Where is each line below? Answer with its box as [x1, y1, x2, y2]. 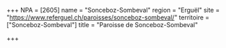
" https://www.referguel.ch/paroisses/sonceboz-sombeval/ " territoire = [6, 13, 210, 22]
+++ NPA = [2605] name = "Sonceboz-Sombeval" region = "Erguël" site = [6, 6, 220, 14]
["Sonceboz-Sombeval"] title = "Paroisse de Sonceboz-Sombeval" [6, 21, 198, 29]
